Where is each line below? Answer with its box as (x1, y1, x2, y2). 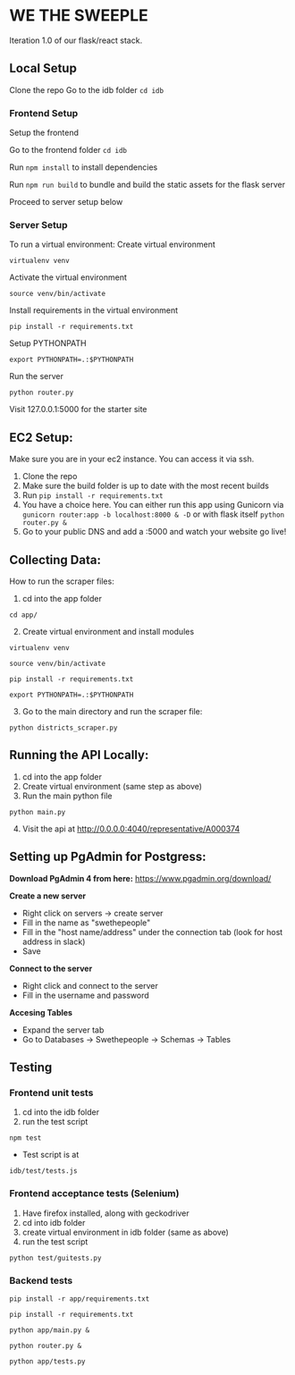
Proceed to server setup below (9, 197, 123, 207)
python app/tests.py (9, 1356, 87, 1366)
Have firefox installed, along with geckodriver (21, 1208, 190, 1219)
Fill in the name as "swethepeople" (21, 917, 151, 928)
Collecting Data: (9, 552, 101, 568)
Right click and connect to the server (21, 980, 159, 991)
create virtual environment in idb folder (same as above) (21, 1227, 230, 1237)
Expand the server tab (21, 1025, 105, 1035)
